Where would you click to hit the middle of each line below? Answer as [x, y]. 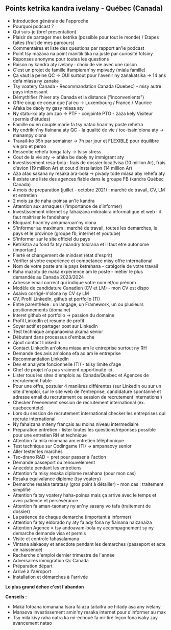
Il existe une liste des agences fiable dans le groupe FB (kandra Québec [88, 179]
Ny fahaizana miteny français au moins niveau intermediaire [76, 424]
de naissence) [28, 549]
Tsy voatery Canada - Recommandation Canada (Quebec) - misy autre [87, 86]
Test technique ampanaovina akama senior [58, 331]
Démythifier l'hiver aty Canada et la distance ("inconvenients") [78, 97]
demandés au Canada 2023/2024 [48, 277]
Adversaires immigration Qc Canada [51, 560]
